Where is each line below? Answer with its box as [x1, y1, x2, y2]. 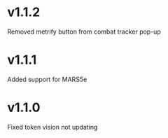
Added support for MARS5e [7, 75, 87, 83]
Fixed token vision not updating [7, 123, 98, 131]
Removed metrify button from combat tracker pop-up [7, 27, 161, 36]
